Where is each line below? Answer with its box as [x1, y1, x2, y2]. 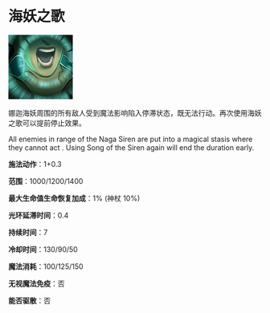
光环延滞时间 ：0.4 [8, 210, 69, 220]
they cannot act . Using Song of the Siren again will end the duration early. [8, 142, 255, 152]
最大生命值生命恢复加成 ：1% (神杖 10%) [8, 193, 141, 203]
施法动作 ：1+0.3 [8, 159, 62, 169]
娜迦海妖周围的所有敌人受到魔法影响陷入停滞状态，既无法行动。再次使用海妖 [8, 108, 262, 117]
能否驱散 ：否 [8, 295, 51, 305]
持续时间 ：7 [8, 227, 48, 237]
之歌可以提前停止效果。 [8, 118, 86, 128]
